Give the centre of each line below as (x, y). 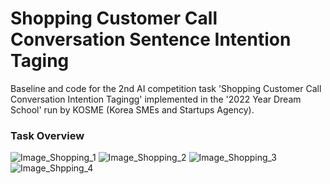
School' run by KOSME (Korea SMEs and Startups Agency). (132, 109)
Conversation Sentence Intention (151, 39)
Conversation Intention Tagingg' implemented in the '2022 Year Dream (156, 99)
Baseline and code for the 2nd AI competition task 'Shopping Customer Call (166, 88)
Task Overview (47, 135)
